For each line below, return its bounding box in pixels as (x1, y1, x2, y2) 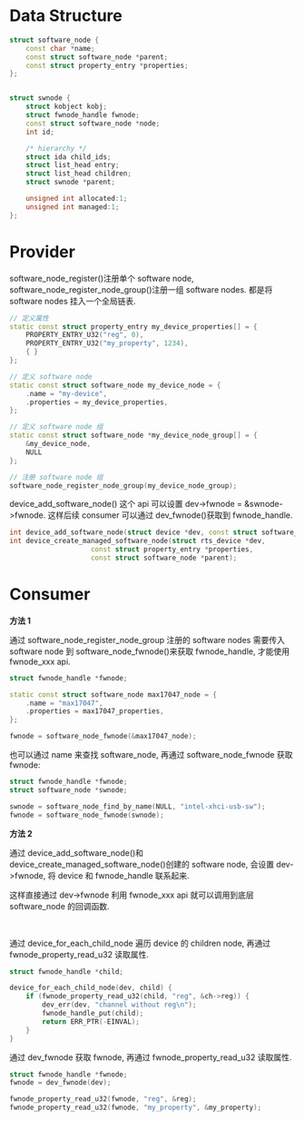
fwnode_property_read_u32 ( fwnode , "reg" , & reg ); (9, 1095, 197, 1104)
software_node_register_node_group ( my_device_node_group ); (9, 481, 238, 491)
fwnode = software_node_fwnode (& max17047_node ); (9, 732, 197, 741)
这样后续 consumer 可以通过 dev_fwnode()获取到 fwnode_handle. (47, 510, 293, 521)
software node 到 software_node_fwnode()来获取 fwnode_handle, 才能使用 (9, 646, 290, 657)
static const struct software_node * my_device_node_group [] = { (9, 431, 258, 441)
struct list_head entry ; (25, 161, 120, 170)
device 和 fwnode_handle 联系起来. (57, 869, 190, 881)
